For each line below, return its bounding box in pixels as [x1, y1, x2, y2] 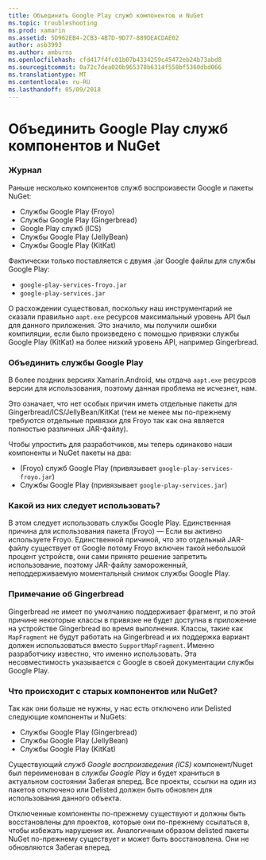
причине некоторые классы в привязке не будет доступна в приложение [8, 615, 256, 624]
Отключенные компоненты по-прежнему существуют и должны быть [8, 809, 246, 819]
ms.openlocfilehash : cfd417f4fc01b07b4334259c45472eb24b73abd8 [8, 56, 222, 64]
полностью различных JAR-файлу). [8, 424, 129, 434]
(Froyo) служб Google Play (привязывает [19, 464, 157, 473]
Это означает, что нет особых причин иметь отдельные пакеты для [8, 399, 237, 409]
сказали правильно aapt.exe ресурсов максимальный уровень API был [8, 311, 251, 322]
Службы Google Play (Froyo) [19, 206, 115, 216]
